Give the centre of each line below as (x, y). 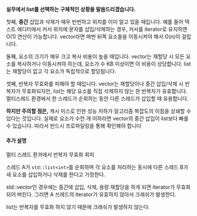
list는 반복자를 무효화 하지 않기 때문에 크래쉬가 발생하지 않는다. (78, 207)
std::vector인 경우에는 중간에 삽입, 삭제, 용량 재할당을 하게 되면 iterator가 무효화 (98, 187)
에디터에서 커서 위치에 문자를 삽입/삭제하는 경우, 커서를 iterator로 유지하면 (102, 29)
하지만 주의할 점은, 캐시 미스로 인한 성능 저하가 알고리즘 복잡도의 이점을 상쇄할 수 (99, 111)
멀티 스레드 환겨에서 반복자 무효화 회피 (50, 155)
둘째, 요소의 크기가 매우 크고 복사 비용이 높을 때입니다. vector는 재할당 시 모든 (95, 56)
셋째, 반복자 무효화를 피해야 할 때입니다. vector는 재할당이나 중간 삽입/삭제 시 (95, 84)
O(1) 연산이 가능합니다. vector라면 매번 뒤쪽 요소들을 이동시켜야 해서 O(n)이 (93, 37)
